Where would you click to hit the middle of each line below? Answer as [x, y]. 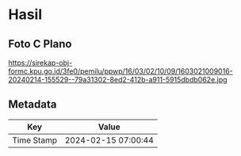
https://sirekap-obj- [40, 63]
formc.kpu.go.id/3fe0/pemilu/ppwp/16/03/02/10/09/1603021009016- [120, 71]
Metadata [33, 105]
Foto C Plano [40, 44]
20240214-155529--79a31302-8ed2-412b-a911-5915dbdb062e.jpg [118, 80]
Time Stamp [35, 140]
